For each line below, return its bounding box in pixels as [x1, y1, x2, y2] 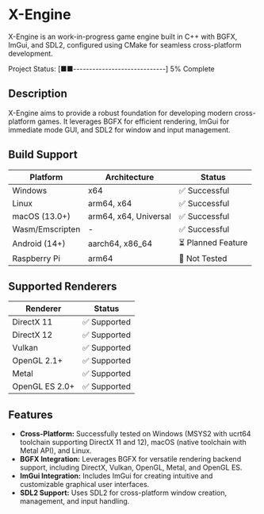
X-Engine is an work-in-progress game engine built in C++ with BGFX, [8, 32, 238, 41]
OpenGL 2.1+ [12, 355, 63, 366]
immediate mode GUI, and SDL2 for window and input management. [8, 125, 231, 134]
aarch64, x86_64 [88, 238, 153, 249]
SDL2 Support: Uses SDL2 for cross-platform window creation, [19, 488, 228, 497]
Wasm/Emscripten [12, 224, 81, 235]
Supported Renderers [8, 279, 117, 293]
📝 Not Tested [178, 252, 228, 263]
